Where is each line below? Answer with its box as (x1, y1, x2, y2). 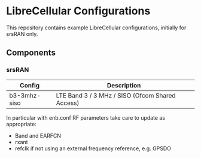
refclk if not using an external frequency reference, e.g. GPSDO (14, 145, 172, 152)
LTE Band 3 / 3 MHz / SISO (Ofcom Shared (56, 91, 176, 99)
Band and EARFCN (14, 132, 62, 139)
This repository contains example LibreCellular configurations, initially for (6, 24, 187, 31)
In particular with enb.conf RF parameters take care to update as (6, 114, 166, 121)
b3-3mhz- (9, 91, 41, 99)
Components (6, 48, 56, 58)
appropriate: (6, 120, 37, 127)
